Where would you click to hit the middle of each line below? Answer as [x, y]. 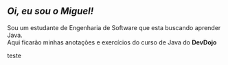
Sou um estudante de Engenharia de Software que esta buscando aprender [114, 27]
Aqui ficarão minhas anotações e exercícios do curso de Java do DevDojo [112, 42]
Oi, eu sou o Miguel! [50, 11]
